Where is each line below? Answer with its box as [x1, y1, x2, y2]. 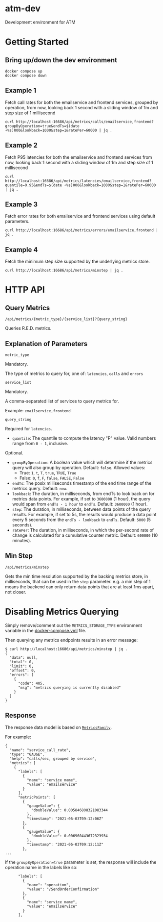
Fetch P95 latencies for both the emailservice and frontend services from [5, 154, 152, 160]
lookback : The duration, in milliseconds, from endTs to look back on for [12, 491, 155, 497]
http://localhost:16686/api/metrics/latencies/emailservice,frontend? [5, 178, 152, 183]
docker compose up [5, 69, 42, 74]
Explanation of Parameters [5, 339, 88, 348]
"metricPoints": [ [18, 795, 56, 799]
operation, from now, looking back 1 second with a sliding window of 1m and [5, 104, 158, 110]
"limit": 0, [9, 664, 34, 669]
